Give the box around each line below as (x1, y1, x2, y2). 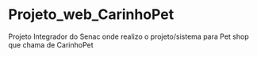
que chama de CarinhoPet (8, 40, 94, 49)
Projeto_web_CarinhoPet (8, 6, 175, 24)
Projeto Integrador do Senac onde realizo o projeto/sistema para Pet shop (8, 32, 249, 41)
